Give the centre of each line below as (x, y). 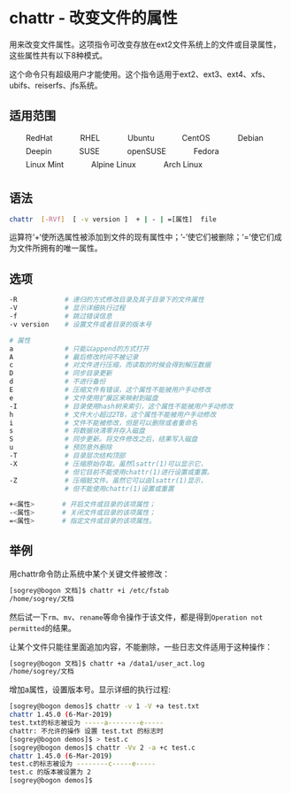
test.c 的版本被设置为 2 (50, 772)
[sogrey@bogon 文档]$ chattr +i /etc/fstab (89, 590)
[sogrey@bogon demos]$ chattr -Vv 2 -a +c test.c (103, 748)
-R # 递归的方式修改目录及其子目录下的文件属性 (107, 300)
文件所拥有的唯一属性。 (59, 248)
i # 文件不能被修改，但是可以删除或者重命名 (103, 423)
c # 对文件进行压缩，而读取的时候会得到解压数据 (110, 365)
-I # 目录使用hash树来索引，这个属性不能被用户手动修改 (121, 406)
